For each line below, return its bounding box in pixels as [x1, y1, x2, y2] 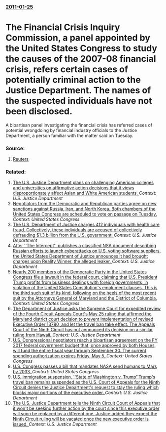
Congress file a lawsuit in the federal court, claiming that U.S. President [12, 274, 158, 280]
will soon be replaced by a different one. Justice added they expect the [12, 411, 158, 417]
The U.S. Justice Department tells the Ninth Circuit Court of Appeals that [12, 400, 160, 406]
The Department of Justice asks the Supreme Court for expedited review [12, 305, 161, 312]
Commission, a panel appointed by [5, 32, 151, 43]
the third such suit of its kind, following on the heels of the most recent [12, 290, 157, 296]
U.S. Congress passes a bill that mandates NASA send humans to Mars [12, 363, 157, 369]
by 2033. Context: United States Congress [12, 369, 99, 375]
